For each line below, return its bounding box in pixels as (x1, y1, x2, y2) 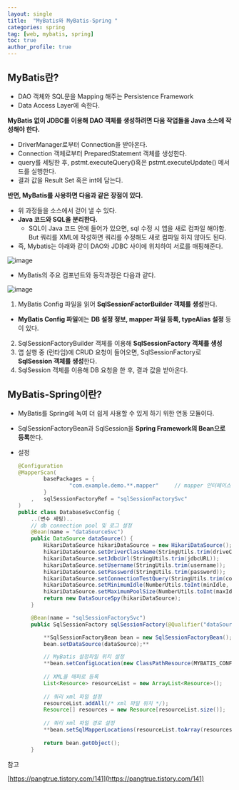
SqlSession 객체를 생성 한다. (17, 356, 98, 365)
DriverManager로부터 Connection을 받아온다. (17, 140, 148, 148)
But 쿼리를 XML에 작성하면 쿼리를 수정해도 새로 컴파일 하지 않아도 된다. (28, 232, 227, 241)
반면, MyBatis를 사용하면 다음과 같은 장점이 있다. (7, 190, 143, 200)
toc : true (7, 37, 37, 44)
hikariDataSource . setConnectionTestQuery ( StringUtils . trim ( (44, 575, 226, 582)
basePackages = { (44, 476, 95, 483)
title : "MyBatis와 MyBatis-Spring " (7, 17, 118, 24)
